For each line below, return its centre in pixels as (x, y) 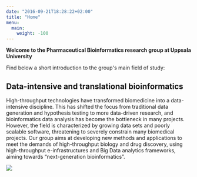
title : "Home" (24, 17)
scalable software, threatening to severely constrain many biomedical (90, 131)
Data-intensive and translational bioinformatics (95, 86)
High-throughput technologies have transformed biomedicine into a (88, 100)
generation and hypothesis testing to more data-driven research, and (90, 113)
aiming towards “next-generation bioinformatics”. (66, 156)
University (19, 56)
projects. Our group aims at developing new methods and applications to (94, 138)
